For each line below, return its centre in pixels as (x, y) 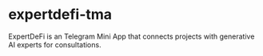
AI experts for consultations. (55, 44)
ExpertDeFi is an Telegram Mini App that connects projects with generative (131, 36)
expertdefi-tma (60, 15)
